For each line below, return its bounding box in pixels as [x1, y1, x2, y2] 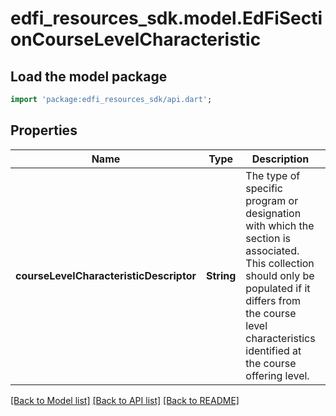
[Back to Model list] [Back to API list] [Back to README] [10, 394, 240, 406]
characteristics [245, 331, 316, 345]
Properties [10, 122, 78, 139]
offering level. [245, 368, 310, 382]
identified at [245, 343, 302, 357]
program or [245, 193, 299, 207]
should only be [245, 268, 315, 282]
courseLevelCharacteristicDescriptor [15, 268, 197, 282]
